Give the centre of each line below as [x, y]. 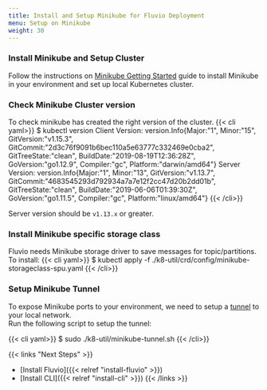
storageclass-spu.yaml [46, 268]
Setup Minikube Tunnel [54, 289]
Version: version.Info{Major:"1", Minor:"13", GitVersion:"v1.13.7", [112, 173]
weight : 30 [26, 30]
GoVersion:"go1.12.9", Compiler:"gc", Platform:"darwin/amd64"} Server [124, 164]
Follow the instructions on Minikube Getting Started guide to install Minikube [133, 76]
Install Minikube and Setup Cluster [77, 58]
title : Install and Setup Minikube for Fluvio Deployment [106, 16]
